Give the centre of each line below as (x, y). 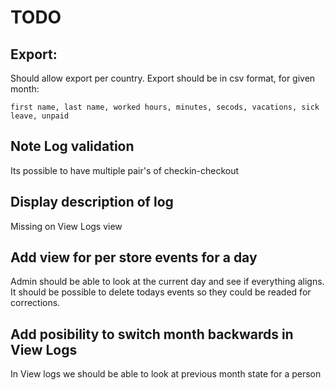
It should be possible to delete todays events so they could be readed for (161, 292)
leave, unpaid (40, 116)
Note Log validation (72, 146)
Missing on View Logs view (66, 226)
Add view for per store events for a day (134, 257)
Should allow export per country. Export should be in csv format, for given (163, 78)
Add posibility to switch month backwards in (152, 334)
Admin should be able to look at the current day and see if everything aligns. (167, 282)
